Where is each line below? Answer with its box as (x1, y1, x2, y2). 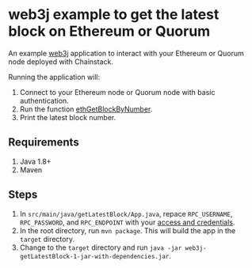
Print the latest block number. (19, 112, 116, 122)
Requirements (8, 136, 79, 149)
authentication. (19, 96, 69, 105)
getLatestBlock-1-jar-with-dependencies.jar (19, 252, 170, 260)
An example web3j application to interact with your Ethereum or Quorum (8, 48, 244, 58)
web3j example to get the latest (8, 6, 220, 24)
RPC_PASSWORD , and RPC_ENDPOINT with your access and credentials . (19, 217, 235, 227)
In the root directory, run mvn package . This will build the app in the (19, 225, 236, 235)
